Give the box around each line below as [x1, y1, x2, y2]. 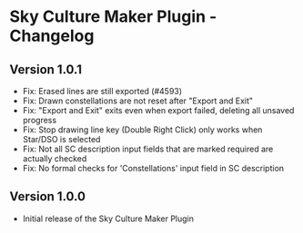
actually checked [22, 153, 87, 164]
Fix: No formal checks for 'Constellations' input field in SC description [22, 163, 285, 173]
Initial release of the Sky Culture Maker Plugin [22, 213, 194, 224]
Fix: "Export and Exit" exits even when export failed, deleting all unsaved [22, 105, 295, 115]
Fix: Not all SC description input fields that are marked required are [22, 143, 274, 154]
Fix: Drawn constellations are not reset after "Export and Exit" [22, 95, 253, 106]
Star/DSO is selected [22, 134, 101, 144]
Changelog [9, 25, 95, 46]
